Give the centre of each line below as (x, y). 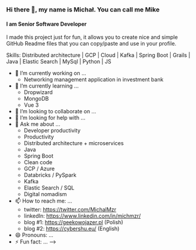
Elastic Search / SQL (49, 188)
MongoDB (36, 99)
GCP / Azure (39, 169)
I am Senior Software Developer (46, 24)
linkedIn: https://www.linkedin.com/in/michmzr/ (82, 216)
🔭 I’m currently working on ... (50, 73)
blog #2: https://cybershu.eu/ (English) (72, 229)
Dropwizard (38, 92)
